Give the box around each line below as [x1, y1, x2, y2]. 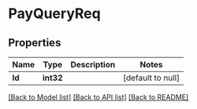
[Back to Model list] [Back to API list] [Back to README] [8, 93, 189, 102]
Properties [8, 36, 61, 49]
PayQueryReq [8, 5, 101, 23]
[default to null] [122, 72, 180, 83]
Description [70, 60, 116, 70]
